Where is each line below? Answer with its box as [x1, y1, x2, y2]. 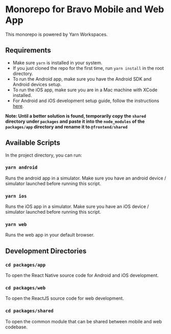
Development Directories [5, 246, 87, 255]
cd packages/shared [5, 308, 54, 314]
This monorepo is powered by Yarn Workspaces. [5, 31, 108, 37]
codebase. [5, 324, 28, 330]
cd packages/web [5, 285, 46, 291]
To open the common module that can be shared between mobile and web [5, 318, 162, 324]
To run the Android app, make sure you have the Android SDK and [12, 75, 152, 82]
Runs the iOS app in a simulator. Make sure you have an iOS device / [5, 203, 149, 210]
